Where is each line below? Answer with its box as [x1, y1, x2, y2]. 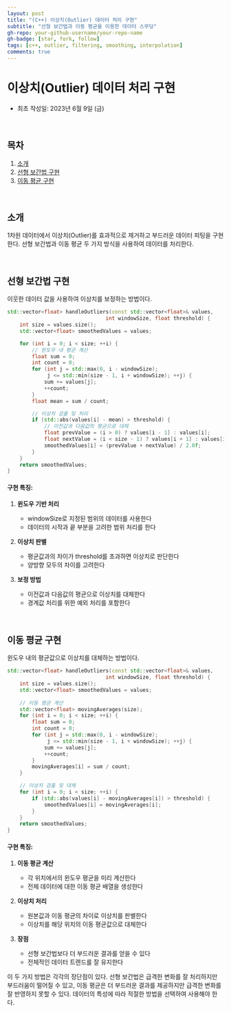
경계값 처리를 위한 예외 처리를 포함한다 [27, 599, 131, 607]
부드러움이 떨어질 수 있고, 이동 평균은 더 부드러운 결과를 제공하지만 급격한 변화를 [7, 981, 222, 990]
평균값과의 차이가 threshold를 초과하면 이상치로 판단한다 [27, 552, 179, 560]
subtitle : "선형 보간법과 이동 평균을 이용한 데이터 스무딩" [7, 23, 157, 30]
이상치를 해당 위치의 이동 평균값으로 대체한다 [27, 920, 147, 928]
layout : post [7, 10, 45, 17]
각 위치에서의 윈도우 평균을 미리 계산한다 [27, 874, 136, 882]
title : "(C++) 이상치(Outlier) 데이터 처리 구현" [7, 17, 137, 23]
